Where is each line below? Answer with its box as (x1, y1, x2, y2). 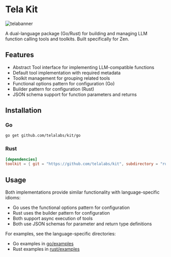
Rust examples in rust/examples (12, 246, 80, 252)
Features (5, 51, 34, 59)
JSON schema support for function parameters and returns (12, 91, 137, 98)
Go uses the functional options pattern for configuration (12, 204, 130, 211)
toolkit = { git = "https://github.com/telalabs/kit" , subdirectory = (5, 161, 158, 167)
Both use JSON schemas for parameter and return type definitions (12, 221, 152, 227)
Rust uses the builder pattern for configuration (12, 210, 110, 216)
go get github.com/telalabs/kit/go (5, 133, 81, 138)
